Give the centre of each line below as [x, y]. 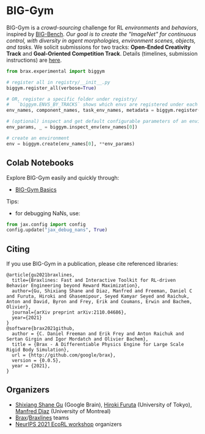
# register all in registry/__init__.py [59, 82]
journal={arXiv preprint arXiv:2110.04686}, [69, 312]
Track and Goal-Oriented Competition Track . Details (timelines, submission [102, 53]
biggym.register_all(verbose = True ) [52, 88]
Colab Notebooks [40, 163]
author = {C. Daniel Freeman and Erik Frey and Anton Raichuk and [98, 334]
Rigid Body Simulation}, [38, 350]
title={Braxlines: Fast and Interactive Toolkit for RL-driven [94, 281]
